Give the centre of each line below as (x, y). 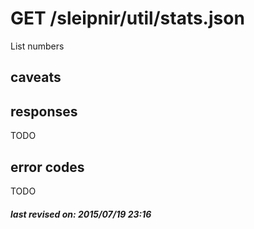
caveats (36, 77)
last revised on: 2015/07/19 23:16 (81, 214)
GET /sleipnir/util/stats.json (127, 18)
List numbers (37, 46)
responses (44, 111)
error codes (47, 167)
